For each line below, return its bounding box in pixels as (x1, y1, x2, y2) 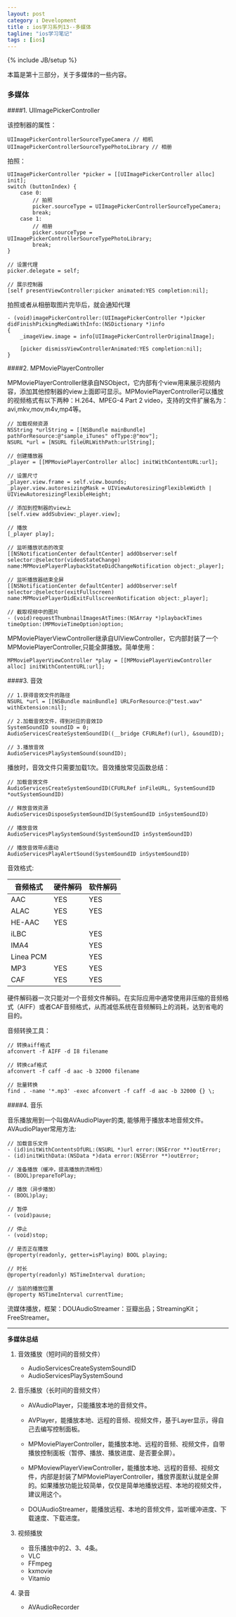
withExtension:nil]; (7, 704, 68, 712)
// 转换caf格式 (7, 1062, 48, 1069)
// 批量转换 (7, 1082, 39, 1089)
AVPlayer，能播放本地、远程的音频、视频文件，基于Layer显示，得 (27, 1416, 218, 1424)
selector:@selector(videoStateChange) (7, 556, 121, 564)
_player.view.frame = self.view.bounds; (7, 479, 128, 486)
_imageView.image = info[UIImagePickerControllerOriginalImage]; (20, 333, 216, 341)
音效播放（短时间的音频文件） (17, 1350, 104, 1358)
